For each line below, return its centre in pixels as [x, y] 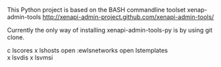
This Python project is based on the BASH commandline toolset [96, 10]
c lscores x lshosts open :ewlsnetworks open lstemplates [88, 50]
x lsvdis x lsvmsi [30, 58]
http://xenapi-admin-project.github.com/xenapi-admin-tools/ [128, 17]
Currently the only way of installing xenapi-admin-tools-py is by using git [110, 30]
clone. [16, 37]
